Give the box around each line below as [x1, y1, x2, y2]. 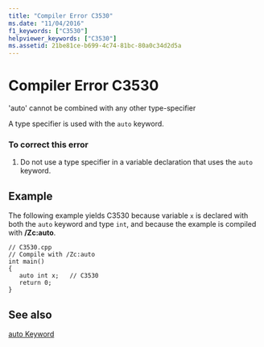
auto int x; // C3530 [19, 272, 99, 280]
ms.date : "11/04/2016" [8, 19, 85, 27]
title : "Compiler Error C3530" [8, 11, 113, 20]
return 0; [19, 279, 52, 287]
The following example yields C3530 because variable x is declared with [8, 211, 249, 220]
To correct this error [8, 139, 89, 150]
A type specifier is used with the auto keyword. [8, 119, 165, 129]
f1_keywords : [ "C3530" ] [8, 27, 89, 35]
